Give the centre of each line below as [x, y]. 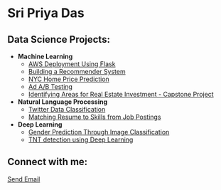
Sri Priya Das [46, 13]
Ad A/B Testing [50, 86]
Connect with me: [48, 162]
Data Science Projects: [59, 39]
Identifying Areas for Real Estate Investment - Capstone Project [121, 94]
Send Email [24, 179]
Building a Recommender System [77, 72]
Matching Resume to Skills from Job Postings [95, 117]
